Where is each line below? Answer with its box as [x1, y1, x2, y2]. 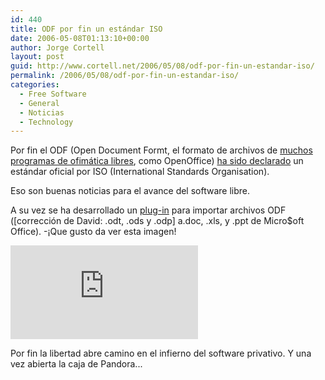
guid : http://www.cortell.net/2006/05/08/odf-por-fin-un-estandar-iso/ [10, 61, 315, 71]
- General [19, 98, 60, 108]
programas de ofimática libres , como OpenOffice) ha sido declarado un [10, 155, 304, 167]
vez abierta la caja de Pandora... [10, 358, 143, 370]
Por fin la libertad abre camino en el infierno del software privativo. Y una [10, 347, 312, 360]
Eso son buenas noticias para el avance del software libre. [10, 185, 251, 197]
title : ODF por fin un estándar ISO [10, 24, 163, 34]
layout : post [10, 52, 65, 62]
